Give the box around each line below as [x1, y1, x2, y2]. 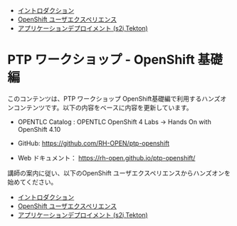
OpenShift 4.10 [17, 125, 61, 133]
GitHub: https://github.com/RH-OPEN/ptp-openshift [17, 138, 169, 148]
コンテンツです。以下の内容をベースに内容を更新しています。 [13, 103, 194, 112]
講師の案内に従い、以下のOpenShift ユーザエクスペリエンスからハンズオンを [7, 168, 231, 177]
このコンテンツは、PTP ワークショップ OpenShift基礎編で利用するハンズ [7, 94, 221, 103]
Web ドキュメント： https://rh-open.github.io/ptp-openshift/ [17, 153, 196, 162]
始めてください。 [7, 178, 58, 186]
